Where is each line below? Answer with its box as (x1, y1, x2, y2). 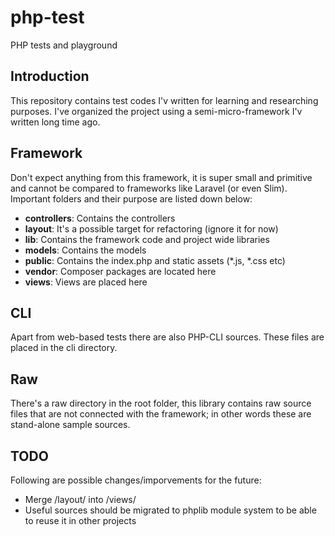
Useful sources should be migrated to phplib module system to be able (24, 504, 317, 516)
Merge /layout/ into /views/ (24, 494, 137, 505)
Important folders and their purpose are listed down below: (10, 192, 253, 205)
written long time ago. (10, 116, 101, 128)
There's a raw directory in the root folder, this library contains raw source (10, 397, 312, 410)
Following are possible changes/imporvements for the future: (10, 474, 262, 486)
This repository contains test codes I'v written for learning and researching (10, 94, 319, 106)
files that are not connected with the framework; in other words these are (10, 408, 312, 420)
